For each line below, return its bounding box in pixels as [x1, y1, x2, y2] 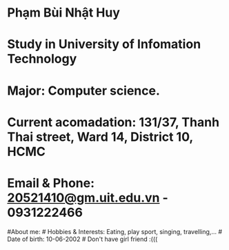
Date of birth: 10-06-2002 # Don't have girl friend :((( [7, 235, 158, 243]
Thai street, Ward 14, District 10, [7, 129, 193, 144]
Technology [7, 51, 77, 67]
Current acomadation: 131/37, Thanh [7, 114, 219, 130]
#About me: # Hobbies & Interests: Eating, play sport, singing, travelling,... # [7, 227, 223, 235]
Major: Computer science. [7, 83, 161, 98]
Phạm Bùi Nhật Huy [7, 5, 121, 21]
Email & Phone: [7, 175, 95, 191]
